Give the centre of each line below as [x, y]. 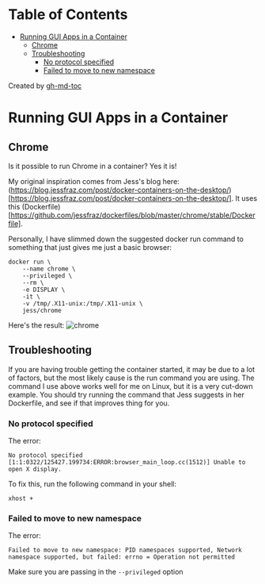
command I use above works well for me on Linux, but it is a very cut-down [131, 386]
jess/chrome [42, 310]
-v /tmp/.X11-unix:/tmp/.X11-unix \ [83, 303]
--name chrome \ [49, 269]
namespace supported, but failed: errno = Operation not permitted [122, 557]
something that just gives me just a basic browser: [90, 247]
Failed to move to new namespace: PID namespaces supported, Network [125, 550]
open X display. [35, 470]
